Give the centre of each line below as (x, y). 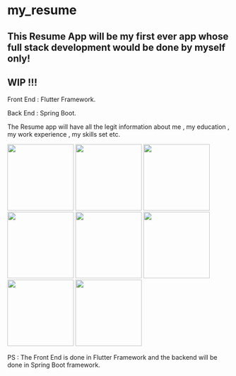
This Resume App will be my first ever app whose (118, 36)
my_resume (42, 10)
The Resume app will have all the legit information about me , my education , (118, 127)
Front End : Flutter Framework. (52, 99)
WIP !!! (22, 82)
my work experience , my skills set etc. (64, 135)
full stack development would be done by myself (117, 47)
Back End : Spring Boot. (42, 113)
